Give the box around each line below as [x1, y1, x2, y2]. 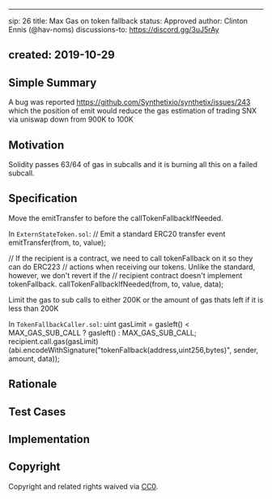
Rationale [8, 377, 57, 391]
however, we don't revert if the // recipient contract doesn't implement [8, 270, 243, 280]
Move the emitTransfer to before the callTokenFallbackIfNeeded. [8, 213, 224, 223]
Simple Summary [8, 75, 97, 89]
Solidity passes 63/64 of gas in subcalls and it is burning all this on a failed [8, 160, 257, 170]
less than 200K [8, 303, 59, 313]
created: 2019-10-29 [8, 48, 115, 62]
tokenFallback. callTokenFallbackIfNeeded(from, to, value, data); [8, 279, 224, 289]
